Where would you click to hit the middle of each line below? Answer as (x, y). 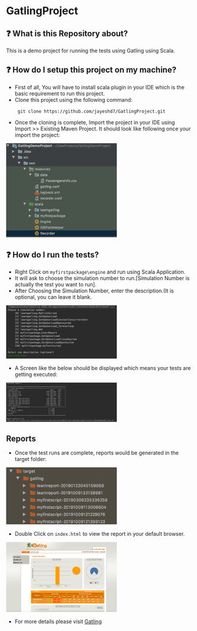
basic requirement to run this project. (60, 94)
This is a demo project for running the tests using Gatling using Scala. (91, 51)
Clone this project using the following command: (73, 99)
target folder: (31, 459)
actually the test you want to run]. (55, 285)
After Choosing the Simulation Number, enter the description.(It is (94, 291)
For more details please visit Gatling (58, 622)
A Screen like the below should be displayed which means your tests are (103, 368)
